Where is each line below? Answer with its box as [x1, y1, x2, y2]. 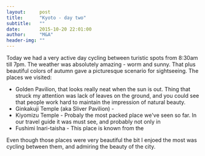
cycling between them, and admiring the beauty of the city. [6, 143, 156, 150]
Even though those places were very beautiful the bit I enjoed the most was [6, 136, 198, 144]
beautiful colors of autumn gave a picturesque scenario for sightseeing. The [6, 67, 199, 74]
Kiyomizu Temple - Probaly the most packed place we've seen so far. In [15, 111, 197, 119]
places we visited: [6, 74, 52, 81]
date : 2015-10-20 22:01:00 [6, 26, 92, 32]
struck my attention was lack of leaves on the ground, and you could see [15, 92, 199, 99]
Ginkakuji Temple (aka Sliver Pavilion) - [15, 105, 115, 112]
